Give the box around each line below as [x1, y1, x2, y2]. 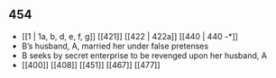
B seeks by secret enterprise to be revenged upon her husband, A [21, 49, 268, 61]
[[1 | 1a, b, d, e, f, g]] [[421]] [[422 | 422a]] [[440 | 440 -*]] [21, 30, 238, 41]
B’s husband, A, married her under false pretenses [21, 40, 209, 51]
